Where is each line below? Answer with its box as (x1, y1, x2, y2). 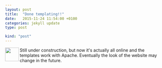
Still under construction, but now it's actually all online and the (20, 47, 145, 53)
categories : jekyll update (5, 20, 60, 26)
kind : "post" (5, 34, 32, 39)
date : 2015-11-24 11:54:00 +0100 (5, 16, 78, 21)
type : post (5, 25, 27, 30)
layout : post (5, 7, 32, 12)
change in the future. (20, 58, 62, 63)
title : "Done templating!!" (5, 12, 64, 17)
